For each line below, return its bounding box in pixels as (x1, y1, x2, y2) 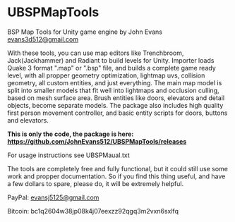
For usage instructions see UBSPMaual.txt (7, 151, 130, 159)
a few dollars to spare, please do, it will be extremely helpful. (7, 179, 184, 187)
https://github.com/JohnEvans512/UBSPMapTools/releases (7, 137, 187, 145)
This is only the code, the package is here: (7, 130, 134, 138)
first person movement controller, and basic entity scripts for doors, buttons (7, 109, 228, 117)
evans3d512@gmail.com (7, 35, 79, 43)
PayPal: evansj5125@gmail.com (7, 193, 100, 202)
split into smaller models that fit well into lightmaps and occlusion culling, (7, 86, 219, 94)
